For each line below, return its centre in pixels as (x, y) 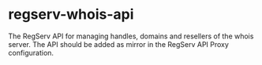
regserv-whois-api (71, 14)
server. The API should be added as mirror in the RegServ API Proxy (118, 44)
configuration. (31, 52)
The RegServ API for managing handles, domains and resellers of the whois (131, 36)
